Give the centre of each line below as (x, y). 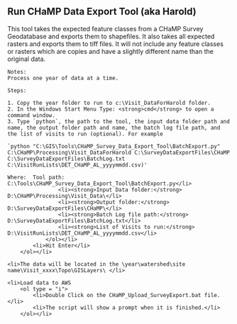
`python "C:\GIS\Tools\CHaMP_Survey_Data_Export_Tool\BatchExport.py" (114, 146)
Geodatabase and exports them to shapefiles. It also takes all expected (111, 36)
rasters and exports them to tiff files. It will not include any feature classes (115, 44)
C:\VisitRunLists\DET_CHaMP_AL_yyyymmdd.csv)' (77, 165)
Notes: (17, 72)
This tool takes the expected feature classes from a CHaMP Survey (105, 28)
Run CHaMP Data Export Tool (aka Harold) (102, 12)
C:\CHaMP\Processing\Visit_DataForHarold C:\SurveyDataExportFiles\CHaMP (119, 152)
